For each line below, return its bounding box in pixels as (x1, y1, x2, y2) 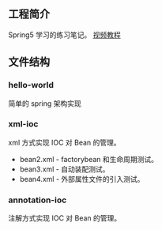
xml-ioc (8, 119, 39, 130)
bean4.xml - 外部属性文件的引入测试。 (19, 174, 145, 183)
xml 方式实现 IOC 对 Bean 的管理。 (8, 138, 121, 147)
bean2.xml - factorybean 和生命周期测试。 (19, 154, 159, 164)
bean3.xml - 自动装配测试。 (19, 164, 110, 174)
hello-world (8, 80, 54, 91)
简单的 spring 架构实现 (8, 98, 81, 108)
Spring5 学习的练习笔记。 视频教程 (8, 30, 121, 40)
